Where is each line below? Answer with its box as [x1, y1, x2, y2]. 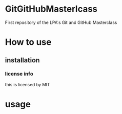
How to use [5, 37, 52, 48]
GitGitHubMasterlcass [5, 3, 98, 15]
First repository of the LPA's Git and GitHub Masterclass [5, 19, 117, 25]
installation [5, 56, 40, 64]
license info [5, 71, 34, 77]
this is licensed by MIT [5, 81, 50, 87]
